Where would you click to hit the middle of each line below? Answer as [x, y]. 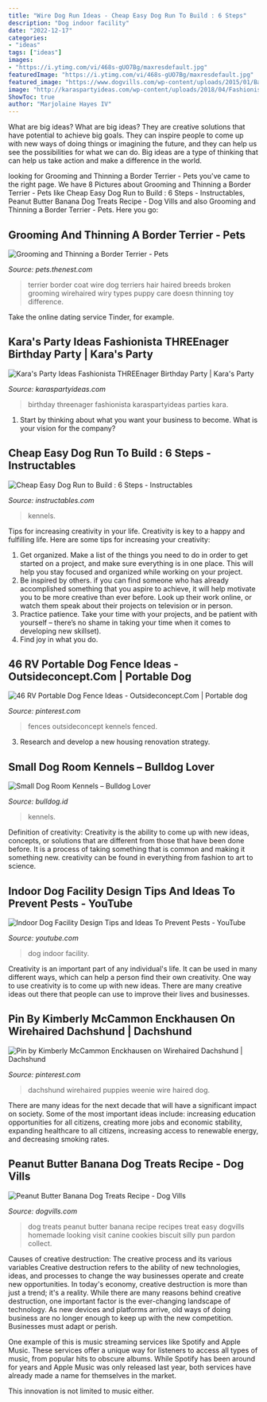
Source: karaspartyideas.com [57, 389]
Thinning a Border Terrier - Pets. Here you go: [83, 210]
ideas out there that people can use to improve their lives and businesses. [129, 994]
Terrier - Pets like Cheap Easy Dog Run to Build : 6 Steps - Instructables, [126, 193]
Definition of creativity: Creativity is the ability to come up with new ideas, [129, 832]
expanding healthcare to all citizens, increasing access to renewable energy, [133, 1130]
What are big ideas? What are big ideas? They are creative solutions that [127, 127]
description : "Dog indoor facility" [69, 23]
